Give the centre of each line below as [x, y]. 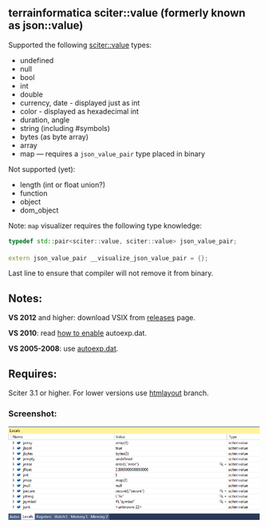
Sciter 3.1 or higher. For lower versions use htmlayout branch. [108, 393]
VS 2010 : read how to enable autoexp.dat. [78, 333]
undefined [37, 60]
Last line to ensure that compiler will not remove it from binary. [111, 273]
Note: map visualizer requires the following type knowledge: [105, 225]
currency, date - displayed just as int [80, 102]
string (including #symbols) [65, 128]
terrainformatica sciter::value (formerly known [127, 13]
